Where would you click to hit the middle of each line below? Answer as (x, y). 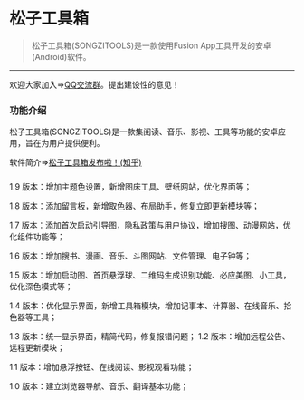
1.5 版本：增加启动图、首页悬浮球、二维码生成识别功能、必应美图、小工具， (150, 275)
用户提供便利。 (76, 143)
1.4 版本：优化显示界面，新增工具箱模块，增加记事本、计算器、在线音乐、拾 (151, 306)
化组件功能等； (37, 237)
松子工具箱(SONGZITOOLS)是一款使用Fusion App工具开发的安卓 (151, 45)
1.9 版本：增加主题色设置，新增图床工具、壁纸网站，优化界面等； (131, 187)
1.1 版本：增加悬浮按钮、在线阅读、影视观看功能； (102, 367)
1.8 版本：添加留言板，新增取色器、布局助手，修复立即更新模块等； (135, 206)
